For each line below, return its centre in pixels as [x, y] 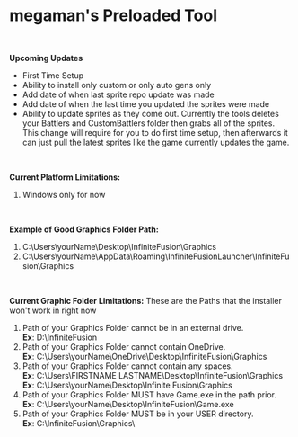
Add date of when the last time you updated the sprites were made [146, 103]
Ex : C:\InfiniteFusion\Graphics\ [79, 423]
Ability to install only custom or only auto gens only [117, 85]
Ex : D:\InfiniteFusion [59, 337]
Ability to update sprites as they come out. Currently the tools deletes [151, 113]
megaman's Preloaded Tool [114, 16]
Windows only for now [64, 194]
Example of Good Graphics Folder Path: [84, 229]
